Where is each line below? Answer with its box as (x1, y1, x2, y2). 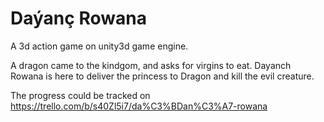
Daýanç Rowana (10, 7, 147, 30)
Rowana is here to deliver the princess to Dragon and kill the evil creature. (10, 70, 315, 82)
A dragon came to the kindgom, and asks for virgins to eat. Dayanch (10, 59, 292, 71)
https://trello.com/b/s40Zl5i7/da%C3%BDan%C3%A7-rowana (10, 100, 268, 112)
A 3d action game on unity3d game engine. (10, 40, 189, 52)
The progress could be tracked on (10, 89, 151, 101)
